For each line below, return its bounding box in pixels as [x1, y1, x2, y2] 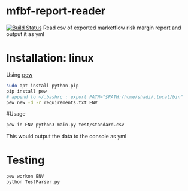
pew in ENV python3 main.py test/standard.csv [6, 122, 125, 128]
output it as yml [6, 30, 45, 37]
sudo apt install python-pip [6, 83, 79, 89]
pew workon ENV [6, 174, 44, 180]
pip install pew [6, 88, 47, 94]
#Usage [6, 110, 26, 117]
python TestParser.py [6, 179, 60, 185]
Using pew [6, 71, 33, 78]
